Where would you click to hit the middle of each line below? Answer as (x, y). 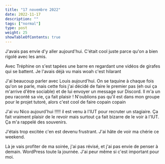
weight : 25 (16, 33)
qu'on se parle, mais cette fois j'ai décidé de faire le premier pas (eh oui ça (81, 86)
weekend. (15, 137)
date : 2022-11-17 (23, 14)
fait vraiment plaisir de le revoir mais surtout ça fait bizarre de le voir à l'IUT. (82, 117)
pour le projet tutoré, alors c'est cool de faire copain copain (65, 102)
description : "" (22, 19)
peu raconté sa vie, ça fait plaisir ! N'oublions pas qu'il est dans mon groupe (82, 96)
